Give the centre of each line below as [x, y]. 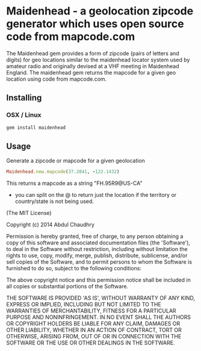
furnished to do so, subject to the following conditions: [74, 269]
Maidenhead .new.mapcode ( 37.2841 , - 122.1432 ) [63, 172]
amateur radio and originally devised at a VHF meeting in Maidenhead [93, 66]
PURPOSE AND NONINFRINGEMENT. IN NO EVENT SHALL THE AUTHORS [99, 317]
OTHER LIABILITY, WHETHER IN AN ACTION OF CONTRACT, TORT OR [94, 330]
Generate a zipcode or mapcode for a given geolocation [76, 161]
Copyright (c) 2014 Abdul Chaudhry [51, 225]
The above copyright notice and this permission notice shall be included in [98, 280]
